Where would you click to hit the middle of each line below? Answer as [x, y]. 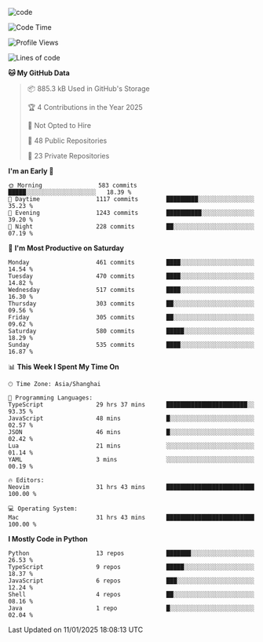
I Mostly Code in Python [48, 539]
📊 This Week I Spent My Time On [64, 367]
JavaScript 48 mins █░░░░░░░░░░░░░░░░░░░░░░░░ [131, 418]
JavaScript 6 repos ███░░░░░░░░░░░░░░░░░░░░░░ [131, 581]
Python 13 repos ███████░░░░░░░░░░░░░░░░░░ [131, 553]
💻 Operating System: [43, 509]
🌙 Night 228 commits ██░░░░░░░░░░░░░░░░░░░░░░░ [131, 227]
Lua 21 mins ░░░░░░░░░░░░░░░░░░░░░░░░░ [131, 446]
